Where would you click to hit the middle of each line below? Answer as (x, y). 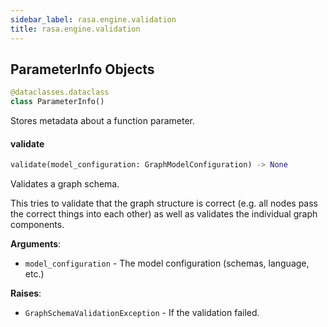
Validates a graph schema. (65, 184)
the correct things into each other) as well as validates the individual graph (164, 214)
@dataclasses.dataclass (60, 92)
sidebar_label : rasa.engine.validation (93, 19)
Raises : (26, 293)
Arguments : (36, 244)
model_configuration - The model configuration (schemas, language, (167, 263)
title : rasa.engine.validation (75, 29)
